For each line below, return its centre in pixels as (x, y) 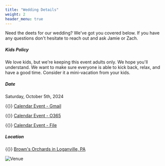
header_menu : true (24, 19)
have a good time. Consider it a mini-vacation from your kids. (68, 73)
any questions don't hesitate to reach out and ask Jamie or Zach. (72, 38)
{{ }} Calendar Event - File (31, 125)
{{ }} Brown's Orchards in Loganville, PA (45, 149)
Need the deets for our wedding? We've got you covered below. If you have (82, 33)
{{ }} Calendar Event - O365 (33, 116)
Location (14, 136)
